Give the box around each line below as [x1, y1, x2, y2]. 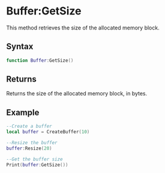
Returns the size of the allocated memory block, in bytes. [6, 90, 148, 97]
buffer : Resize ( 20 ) [6, 145, 52, 151]
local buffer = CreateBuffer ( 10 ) [6, 129, 90, 135]
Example [6, 107, 40, 118]
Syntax [6, 41, 34, 52]
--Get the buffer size [6, 156, 63, 162]
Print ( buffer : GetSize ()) [6, 162, 68, 168]
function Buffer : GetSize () [6, 57, 74, 64]
